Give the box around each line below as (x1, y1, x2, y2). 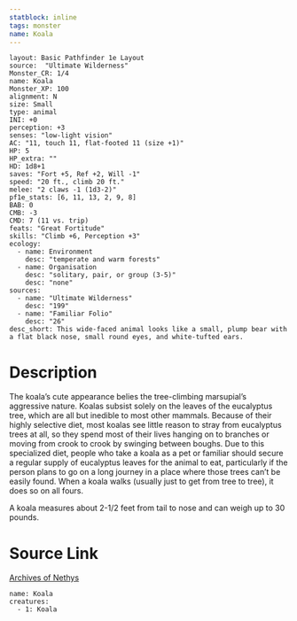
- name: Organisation (17, 263, 98, 272)
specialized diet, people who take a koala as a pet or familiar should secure (9, 448, 284, 459)
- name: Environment (17, 247, 93, 257)
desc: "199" (25, 302, 69, 311)
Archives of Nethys (9, 572, 80, 583)
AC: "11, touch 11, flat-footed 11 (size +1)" (9, 139, 184, 148)
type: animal (9, 108, 58, 117)
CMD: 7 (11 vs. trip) (9, 216, 90, 226)
